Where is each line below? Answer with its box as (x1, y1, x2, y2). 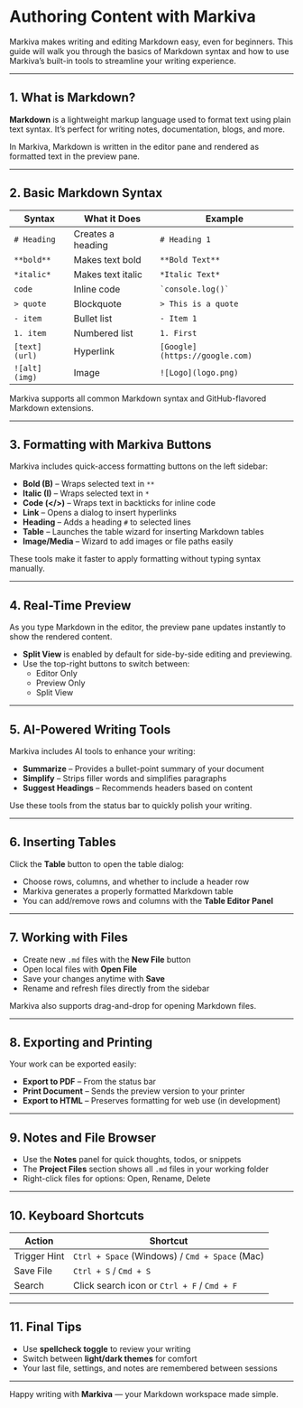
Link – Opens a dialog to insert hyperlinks (22, 508, 178, 518)
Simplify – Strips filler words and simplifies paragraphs (22, 773, 227, 783)
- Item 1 (160, 313, 197, 323)
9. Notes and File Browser (9, 1130, 156, 1145)
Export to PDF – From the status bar (22, 1077, 156, 1087)
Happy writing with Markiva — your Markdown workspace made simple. (9, 1388, 279, 1399)
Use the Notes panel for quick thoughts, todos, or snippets (22, 1154, 242, 1165)
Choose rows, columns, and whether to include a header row (22, 876, 250, 887)
